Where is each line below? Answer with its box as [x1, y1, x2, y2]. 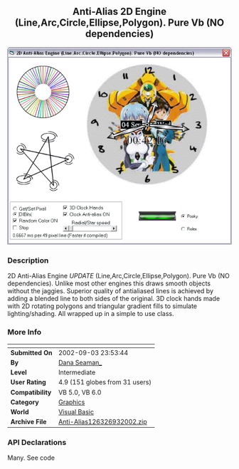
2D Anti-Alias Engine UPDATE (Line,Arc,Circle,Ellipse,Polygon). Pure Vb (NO [7, 272, 230, 280]
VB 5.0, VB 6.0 [58, 388, 102, 396]
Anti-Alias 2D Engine [72, 6, 167, 18]
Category [10, 398, 39, 406]
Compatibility [10, 388, 52, 396]
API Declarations [7, 437, 67, 447]
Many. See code [7, 453, 55, 462]
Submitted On [10, 348, 53, 357]
